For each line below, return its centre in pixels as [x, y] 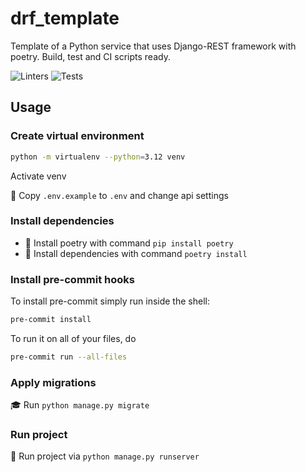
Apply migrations [53, 382]
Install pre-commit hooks [72, 279]
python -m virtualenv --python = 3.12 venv [98, 157]
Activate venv [38, 176]
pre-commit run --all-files [69, 357]
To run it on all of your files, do [73, 338]
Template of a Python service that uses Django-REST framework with [153, 46]
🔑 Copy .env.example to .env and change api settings [119, 195]
